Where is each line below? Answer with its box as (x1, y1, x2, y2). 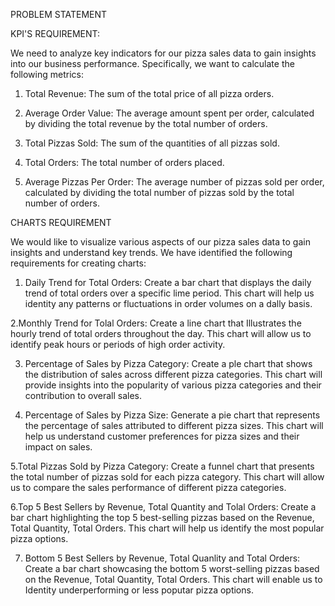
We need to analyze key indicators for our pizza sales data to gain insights (10, 47, 317, 59)
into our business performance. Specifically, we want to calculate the (10, 58, 295, 69)
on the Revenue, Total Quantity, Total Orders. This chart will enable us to (24, 574, 323, 585)
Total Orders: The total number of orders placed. (24, 157, 225, 168)
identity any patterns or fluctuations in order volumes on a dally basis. (24, 298, 313, 309)
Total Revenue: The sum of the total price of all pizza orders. (24, 88, 275, 99)
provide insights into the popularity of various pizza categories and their (24, 379, 322, 391)
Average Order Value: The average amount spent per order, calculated (24, 107, 315, 119)
